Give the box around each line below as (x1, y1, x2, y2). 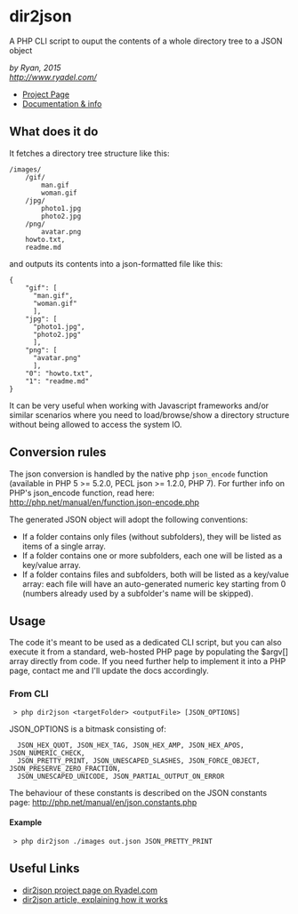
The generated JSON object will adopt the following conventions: (9, 514, 248, 525)
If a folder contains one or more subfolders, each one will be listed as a (21, 549, 283, 561)
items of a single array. (21, 541, 107, 551)
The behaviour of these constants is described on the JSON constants (9, 787, 268, 798)
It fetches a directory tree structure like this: (9, 148, 171, 158)
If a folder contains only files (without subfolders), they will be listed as (21, 531, 282, 541)
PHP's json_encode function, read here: (9, 487, 155, 498)
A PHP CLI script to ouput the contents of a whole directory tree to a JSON (9, 36, 283, 46)
